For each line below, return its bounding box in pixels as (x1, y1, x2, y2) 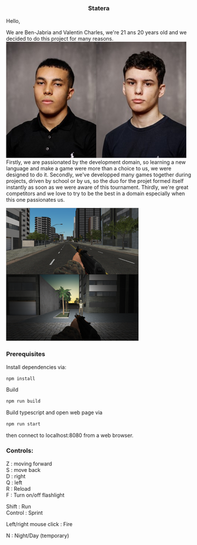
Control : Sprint (6, 509, 43, 516)
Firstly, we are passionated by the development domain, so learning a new (6, 159, 186, 166)
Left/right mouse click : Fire (6, 520, 73, 527)
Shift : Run (6, 503, 31, 510)
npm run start (6, 421, 41, 427)
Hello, (6, 18, 21, 25)
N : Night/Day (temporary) (6, 532, 69, 539)
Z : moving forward (6, 460, 52, 467)
